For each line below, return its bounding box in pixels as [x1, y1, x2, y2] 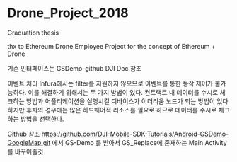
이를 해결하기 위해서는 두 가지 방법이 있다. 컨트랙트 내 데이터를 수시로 [28, 88, 219, 96]
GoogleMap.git [7, 138, 51, 146]
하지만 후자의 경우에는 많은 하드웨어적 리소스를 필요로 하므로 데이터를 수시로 [7, 105, 217, 114]
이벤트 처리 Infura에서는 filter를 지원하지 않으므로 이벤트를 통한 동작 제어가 [7, 79, 214, 88]
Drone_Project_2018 [7, 5, 129, 21]
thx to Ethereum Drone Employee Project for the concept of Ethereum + [7, 42, 216, 50]
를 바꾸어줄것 [7, 147, 44, 156]
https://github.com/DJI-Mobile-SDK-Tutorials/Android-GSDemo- [41, 129, 229, 138]
